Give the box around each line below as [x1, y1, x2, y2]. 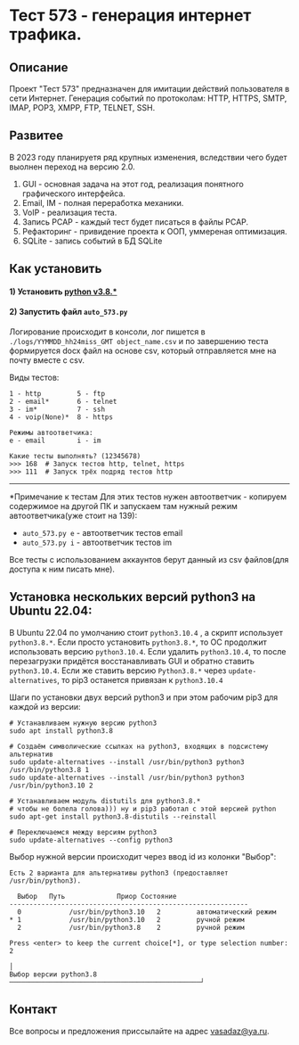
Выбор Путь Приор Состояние [17, 892, 177, 901]
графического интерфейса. [21, 188, 126, 199]
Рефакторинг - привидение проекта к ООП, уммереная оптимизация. [21, 226, 287, 236]
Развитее [9, 128, 64, 144]
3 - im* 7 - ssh [9, 405, 105, 414]
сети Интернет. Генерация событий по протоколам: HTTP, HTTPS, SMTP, [9, 93, 287, 103]
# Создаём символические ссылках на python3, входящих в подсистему [9, 742, 269, 751]
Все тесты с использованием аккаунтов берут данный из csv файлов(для [9, 555, 289, 564]
